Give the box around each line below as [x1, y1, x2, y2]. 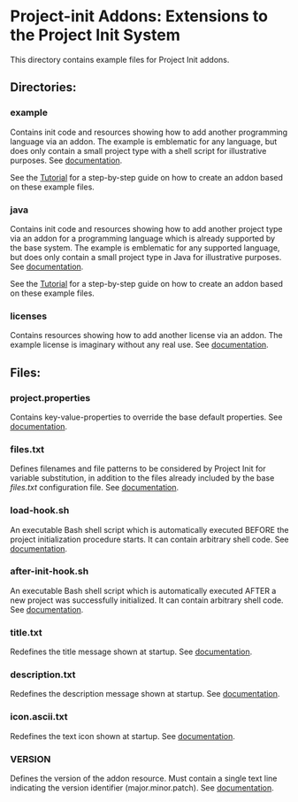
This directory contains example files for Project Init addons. [10, 54, 230, 65]
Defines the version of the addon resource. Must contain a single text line [10, 773, 278, 783]
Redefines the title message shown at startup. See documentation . [10, 646, 253, 657]
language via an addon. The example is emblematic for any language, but [10, 135, 278, 147]
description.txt [10, 668, 76, 681]
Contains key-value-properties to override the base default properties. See [10, 412, 283, 422]
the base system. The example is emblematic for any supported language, [10, 242, 280, 253]
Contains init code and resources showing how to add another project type [10, 223, 283, 234]
